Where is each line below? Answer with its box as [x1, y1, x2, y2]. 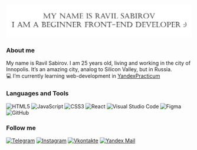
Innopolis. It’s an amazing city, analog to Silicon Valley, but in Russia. [6, 66, 172, 73]
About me [6, 46, 35, 55]
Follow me [6, 124, 37, 132]
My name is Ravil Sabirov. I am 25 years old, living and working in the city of [6, 59, 191, 66]
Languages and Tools [6, 89, 69, 98]
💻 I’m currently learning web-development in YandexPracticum [6, 72, 160, 79]
